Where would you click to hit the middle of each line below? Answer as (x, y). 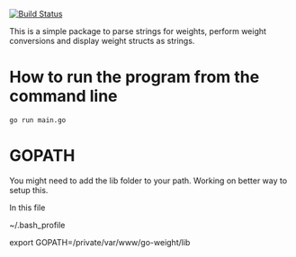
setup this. (29, 190)
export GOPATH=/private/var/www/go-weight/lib (100, 242)
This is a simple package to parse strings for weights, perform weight (138, 31)
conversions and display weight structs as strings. (102, 41)
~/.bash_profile (37, 225)
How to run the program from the (135, 77)
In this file (27, 208)
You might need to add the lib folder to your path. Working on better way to (148, 181)
